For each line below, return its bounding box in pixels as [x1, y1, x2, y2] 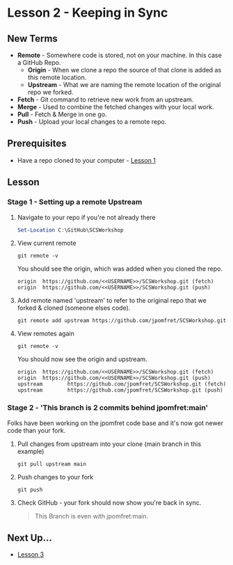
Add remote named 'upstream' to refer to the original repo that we [17, 296, 207, 305]
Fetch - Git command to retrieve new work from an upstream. [17, 95, 194, 104]
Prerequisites [7, 138, 67, 150]
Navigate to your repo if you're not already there [17, 213, 156, 221]
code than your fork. [7, 426, 66, 434]
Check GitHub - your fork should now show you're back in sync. [17, 498, 202, 507]
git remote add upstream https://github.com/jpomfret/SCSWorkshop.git [17, 317, 227, 324]
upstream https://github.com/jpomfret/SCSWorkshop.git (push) [17, 387, 224, 394]
